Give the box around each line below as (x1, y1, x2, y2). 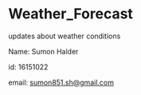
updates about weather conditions (8, 31, 121, 41)
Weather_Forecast (8, 5, 134, 23)
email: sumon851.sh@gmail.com (8, 77, 114, 87)
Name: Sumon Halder (8, 46, 79, 56)
